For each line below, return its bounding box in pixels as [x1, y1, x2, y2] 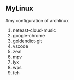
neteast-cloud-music [12, 27, 56, 33]
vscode [12, 43, 29, 49]
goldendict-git [12, 38, 42, 44]
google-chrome [12, 32, 45, 38]
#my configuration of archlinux [5, 17, 69, 23]
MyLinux [5, 4, 34, 13]
